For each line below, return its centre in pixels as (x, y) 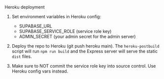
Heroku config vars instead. (40, 71)
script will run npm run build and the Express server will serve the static (85, 51)
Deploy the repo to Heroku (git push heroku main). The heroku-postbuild (85, 46)
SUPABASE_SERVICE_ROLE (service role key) (65, 31)
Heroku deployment (25, 7)
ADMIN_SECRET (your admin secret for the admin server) (77, 37)
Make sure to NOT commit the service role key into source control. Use (84, 66)
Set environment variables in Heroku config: (56, 16)
